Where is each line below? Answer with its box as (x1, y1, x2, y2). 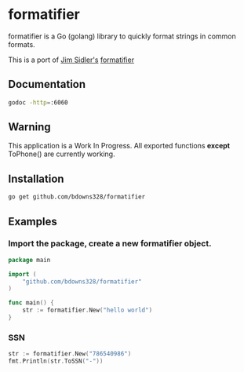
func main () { (8, 299, 55, 307)
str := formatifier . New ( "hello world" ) (22, 306, 153, 315)
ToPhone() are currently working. (8, 149, 115, 159)
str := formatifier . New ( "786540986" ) (8, 350, 132, 358)
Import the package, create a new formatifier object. (8, 238, 212, 249)
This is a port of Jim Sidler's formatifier (8, 55, 135, 64)
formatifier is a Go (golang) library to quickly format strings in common (8, 31, 237, 41)
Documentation (8, 78, 86, 91)
